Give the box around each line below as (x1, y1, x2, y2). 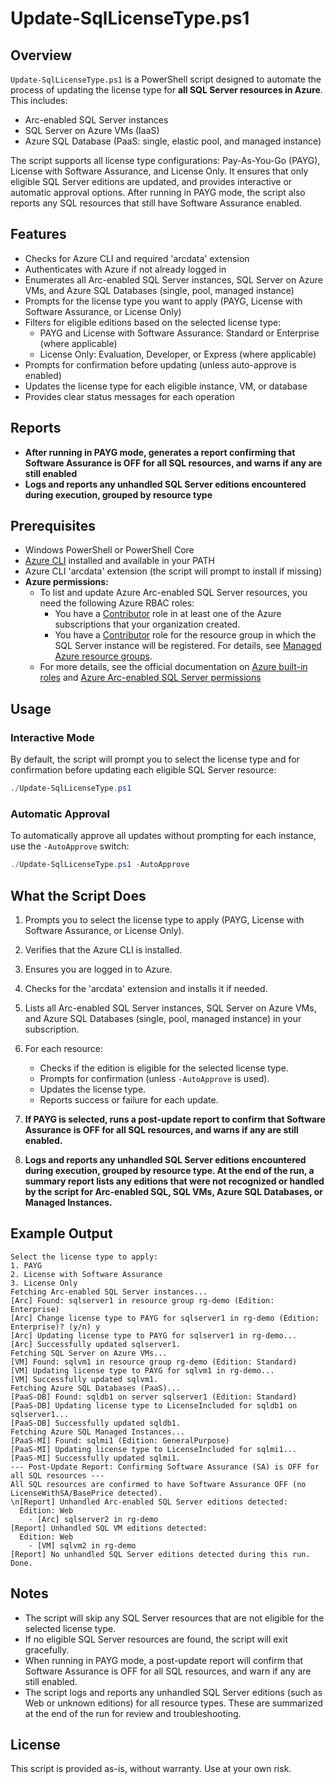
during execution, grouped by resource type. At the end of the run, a (24, 1164, 315, 1176)
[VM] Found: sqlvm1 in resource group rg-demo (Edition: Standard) (10, 1357, 298, 1367)
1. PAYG (10, 1260, 43, 1271)
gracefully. (24, 1643, 70, 1656)
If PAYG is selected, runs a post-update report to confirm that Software (24, 1113, 326, 1125)
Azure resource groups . (54, 650, 153, 662)
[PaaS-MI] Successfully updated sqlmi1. (10, 1453, 182, 1463)
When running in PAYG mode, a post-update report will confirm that (24, 1654, 304, 1666)
